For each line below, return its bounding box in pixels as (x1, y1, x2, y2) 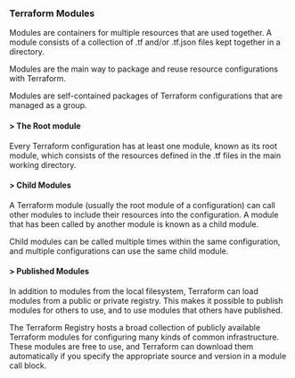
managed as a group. (9, 100, 87, 111)
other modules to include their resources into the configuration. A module (9, 209, 279, 220)
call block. (9, 360, 47, 371)
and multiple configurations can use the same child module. (9, 245, 229, 256)
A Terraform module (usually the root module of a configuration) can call (9, 199, 276, 210)
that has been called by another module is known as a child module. (9, 218, 259, 230)
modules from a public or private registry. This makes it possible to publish (9, 295, 283, 306)
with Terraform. (9, 73, 67, 84)
